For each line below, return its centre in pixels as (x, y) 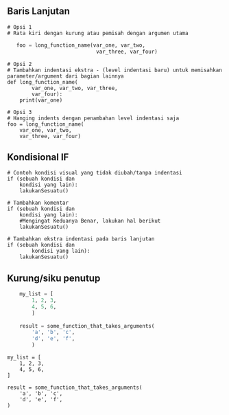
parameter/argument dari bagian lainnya (66, 76)
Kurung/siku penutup (54, 278)
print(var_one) (41, 100)
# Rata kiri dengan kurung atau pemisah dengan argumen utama (98, 33)
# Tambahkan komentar (38, 203)
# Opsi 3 (20, 112)
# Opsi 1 (20, 27)
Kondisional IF (38, 157)
